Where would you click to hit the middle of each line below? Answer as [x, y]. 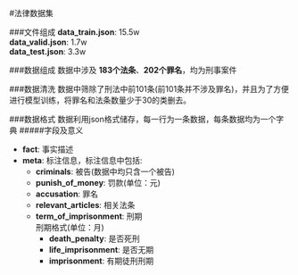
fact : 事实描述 [48, 149]
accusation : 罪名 [67, 194]
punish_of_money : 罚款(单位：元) [98, 183]
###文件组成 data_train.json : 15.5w [74, 32]
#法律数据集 [31, 13]
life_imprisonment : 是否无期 [101, 250]
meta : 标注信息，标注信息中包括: [82, 160]
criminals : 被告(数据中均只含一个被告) [105, 171]
